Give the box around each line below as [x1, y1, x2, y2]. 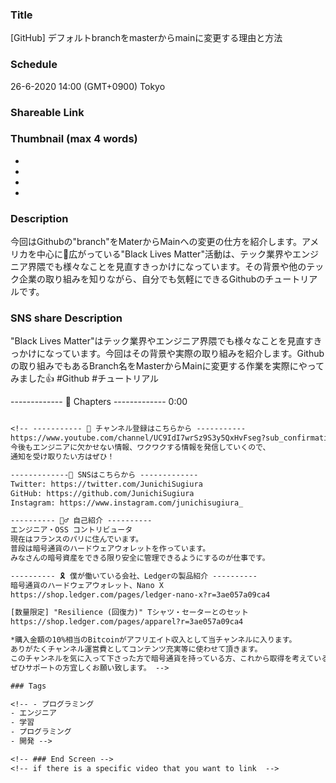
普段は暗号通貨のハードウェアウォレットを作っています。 [10, 544, 211, 554]
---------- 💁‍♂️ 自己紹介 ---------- [10, 516, 153, 526]
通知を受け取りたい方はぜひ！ [10, 452, 115, 462]
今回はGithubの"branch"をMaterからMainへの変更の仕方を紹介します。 [10, 236, 302, 248]
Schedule [10, 58, 58, 72]
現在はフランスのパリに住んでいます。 [10, 534, 144, 545]
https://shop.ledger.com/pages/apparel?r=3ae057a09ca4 [10, 617, 244, 627]
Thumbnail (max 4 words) [10, 132, 138, 146]
